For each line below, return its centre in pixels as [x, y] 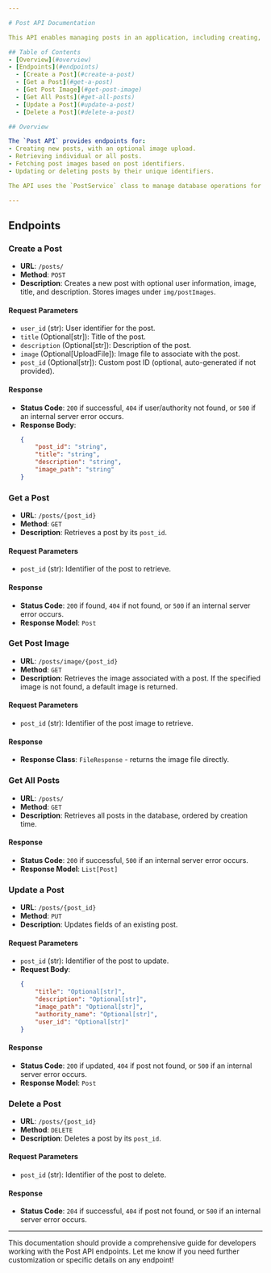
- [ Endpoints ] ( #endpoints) [54, 67]
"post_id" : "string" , [71, 447]
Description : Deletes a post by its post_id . [90, 1138]
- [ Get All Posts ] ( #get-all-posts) [75, 97]
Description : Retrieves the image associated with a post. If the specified [140, 678]
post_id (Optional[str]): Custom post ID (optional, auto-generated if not [138, 362]
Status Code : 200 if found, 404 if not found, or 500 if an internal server [135, 605]
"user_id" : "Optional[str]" [82, 1022]
